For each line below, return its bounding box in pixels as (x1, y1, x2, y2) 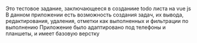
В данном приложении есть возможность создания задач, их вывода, (5, 11, 184, 18)
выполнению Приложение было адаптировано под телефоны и (5, 24, 166, 31)
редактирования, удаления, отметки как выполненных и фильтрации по (5, 18, 189, 24)
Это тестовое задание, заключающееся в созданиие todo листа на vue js (5, 5, 191, 12)
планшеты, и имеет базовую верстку (5, 30, 100, 37)
